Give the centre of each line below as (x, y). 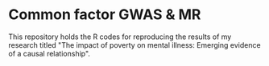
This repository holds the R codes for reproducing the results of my (120, 37)
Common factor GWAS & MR (105, 15)
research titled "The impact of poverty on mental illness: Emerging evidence (134, 45)
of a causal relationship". (50, 53)
